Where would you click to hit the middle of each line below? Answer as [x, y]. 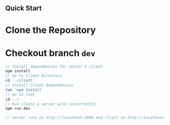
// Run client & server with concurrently [51, 104]
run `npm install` [25, 90]
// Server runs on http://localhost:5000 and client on [65, 118]
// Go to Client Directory [34, 76]
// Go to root [20, 95]
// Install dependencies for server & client [54, 67]
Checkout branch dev [50, 53]
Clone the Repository [51, 30]
